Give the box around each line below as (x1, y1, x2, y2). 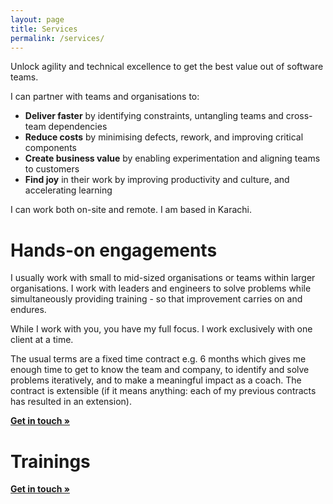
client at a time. (10, 334, 74, 346)
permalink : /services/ (10, 33, 105, 43)
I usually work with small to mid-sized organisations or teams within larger (10, 272, 316, 284)
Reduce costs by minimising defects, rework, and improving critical (24, 131, 304, 143)
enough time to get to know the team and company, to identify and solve (10, 364, 310, 376)
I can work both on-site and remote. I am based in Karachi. (10, 204, 252, 216)
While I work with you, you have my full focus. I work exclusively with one (10, 323, 313, 335)
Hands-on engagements (10, 239, 218, 261)
